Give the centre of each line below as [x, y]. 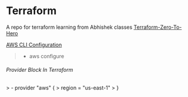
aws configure [47, 56]
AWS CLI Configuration [34, 45]
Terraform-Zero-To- [158, 27]
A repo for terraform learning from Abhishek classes [69, 27]
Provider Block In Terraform [40, 69]
